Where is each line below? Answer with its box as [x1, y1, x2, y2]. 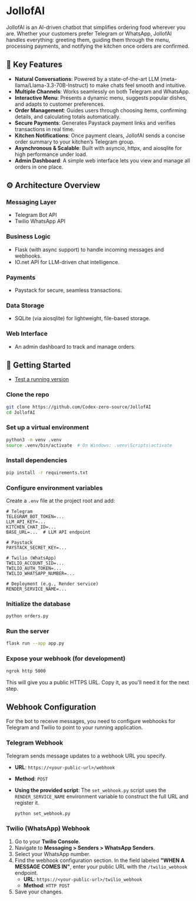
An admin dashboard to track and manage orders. [14, 343, 136, 350]
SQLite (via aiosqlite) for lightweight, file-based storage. [14, 315, 151, 322]
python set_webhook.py [14, 811, 71, 817]
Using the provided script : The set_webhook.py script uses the [14, 786, 167, 793]
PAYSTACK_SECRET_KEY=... [6, 545, 67, 551]
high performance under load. [14, 151, 88, 158]
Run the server [6, 627, 49, 636]
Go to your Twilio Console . [14, 838, 81, 845]
